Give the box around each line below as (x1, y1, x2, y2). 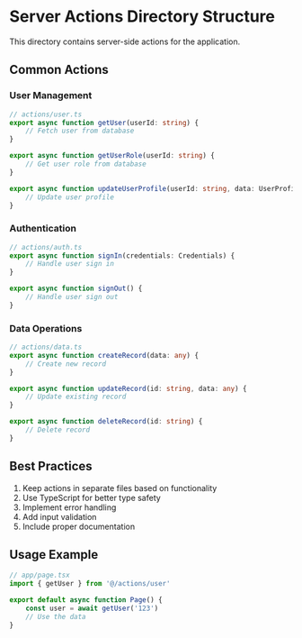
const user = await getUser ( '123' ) (25, 604, 159, 614)
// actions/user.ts (9, 110, 83, 119)
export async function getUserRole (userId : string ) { (9, 151, 216, 160)
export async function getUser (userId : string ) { (9, 118, 200, 127)
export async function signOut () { (9, 284, 143, 294)
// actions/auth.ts (9, 242, 83, 251)
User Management (9, 89, 93, 102)
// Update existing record (25, 392, 127, 402)
